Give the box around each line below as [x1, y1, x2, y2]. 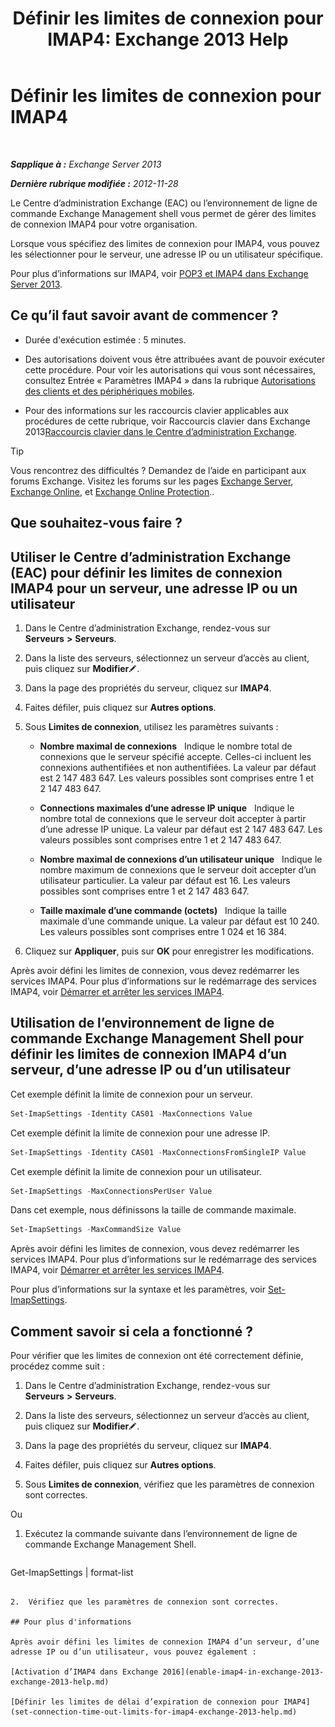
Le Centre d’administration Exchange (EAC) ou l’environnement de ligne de [10, 197, 318, 209]
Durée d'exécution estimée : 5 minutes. [24, 333, 187, 346]
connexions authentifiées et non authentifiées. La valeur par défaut [39, 761, 317, 773]
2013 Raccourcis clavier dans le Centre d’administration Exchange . [24, 425, 298, 437]
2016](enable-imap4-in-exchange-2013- [162, 1667, 325, 1677]
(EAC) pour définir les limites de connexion [10, 564, 283, 581]
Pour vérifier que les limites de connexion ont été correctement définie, [10, 1350, 304, 1362]
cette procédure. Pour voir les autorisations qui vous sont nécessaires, [24, 363, 317, 376]
